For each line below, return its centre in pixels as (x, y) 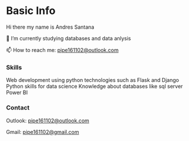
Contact (18, 108)
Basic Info (31, 11)
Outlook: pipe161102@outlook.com (48, 121)
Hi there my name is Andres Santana (50, 27)
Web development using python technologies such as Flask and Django (92, 80)
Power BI (17, 92)
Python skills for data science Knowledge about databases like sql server (95, 87)
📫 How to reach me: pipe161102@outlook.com (63, 50)
